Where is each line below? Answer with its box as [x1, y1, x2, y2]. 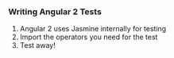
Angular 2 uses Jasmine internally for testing [19, 24, 167, 34]
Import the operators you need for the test [19, 32, 158, 42]
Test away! [19, 41, 56, 50]
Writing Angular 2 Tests [8, 6, 102, 17]
